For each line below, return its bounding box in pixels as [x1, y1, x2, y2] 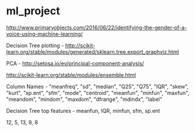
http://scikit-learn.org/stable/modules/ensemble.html [6, 71, 136, 78]
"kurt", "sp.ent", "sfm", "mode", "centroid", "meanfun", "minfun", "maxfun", [6, 89, 190, 96]
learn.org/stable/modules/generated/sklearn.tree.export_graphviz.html [6, 48, 180, 55]
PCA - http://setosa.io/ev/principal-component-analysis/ [6, 60, 144, 67]
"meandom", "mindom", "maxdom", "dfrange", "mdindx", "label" [6, 96, 162, 103]
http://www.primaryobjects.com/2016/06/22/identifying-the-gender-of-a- [6, 24, 187, 31]
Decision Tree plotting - [6, 42, 64, 49]
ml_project [6, 4, 61, 18]
